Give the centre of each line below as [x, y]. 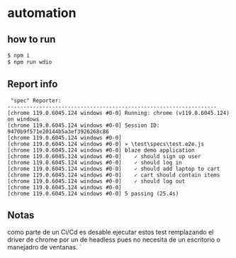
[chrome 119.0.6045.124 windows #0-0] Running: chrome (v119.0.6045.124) [119, 113]
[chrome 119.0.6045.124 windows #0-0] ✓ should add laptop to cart [114, 169]
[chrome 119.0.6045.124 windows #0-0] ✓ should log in [95, 162]
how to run [32, 39]
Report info [33, 84]
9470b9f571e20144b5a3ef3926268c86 [58, 131]
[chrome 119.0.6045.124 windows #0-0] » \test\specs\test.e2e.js [106, 144]
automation [42, 13]
